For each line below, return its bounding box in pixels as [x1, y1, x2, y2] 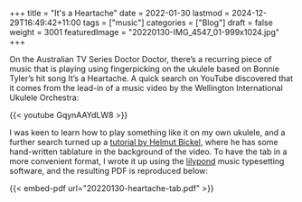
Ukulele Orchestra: [9, 92, 80, 103]
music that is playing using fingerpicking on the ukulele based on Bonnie [9, 63, 280, 74]
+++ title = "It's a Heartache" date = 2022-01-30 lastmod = [9, 8, 231, 18]
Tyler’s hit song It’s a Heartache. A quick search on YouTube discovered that [9, 73, 294, 84]
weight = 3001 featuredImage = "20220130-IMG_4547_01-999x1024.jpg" [9, 27, 280, 37]
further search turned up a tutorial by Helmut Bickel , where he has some [9, 137, 278, 147]
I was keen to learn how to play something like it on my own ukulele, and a [9, 127, 286, 138]
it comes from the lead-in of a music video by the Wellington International [9, 83, 283, 93]
